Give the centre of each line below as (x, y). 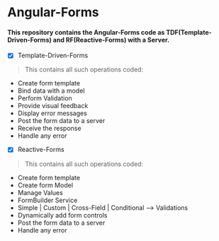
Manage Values (40, 192)
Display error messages (52, 113)
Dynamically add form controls (62, 215)
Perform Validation (45, 98)
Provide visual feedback (53, 106)
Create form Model (45, 185)
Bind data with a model (51, 91)
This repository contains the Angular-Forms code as (86, 32)
